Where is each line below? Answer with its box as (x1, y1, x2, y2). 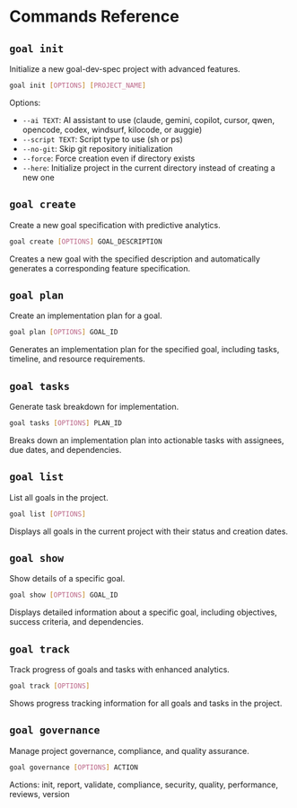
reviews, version (9, 788, 70, 799)
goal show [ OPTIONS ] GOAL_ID (9, 590, 118, 599)
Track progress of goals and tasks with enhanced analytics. (9, 664, 231, 675)
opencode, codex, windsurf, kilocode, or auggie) (22, 124, 203, 135)
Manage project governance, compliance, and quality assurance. (9, 745, 249, 756)
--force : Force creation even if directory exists (22, 153, 196, 164)
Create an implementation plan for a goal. (9, 310, 163, 321)
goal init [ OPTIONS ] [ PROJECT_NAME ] (9, 81, 146, 90)
